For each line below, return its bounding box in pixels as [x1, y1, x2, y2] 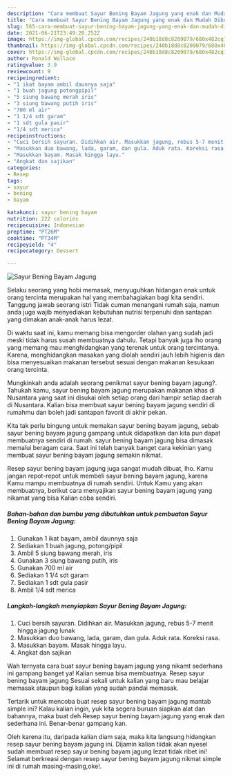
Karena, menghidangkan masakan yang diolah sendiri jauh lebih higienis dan [7, 350, 225, 359]
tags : [7, 177, 23, 184]
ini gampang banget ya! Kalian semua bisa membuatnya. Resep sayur [7, 669, 205, 677]
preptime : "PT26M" [7, 228, 60, 235]
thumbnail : [7, 42, 39, 49]
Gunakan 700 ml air [17, 564, 73, 572]
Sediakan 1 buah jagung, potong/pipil [17, 542, 123, 550]
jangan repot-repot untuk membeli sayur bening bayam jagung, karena [7, 471, 209, 480]
